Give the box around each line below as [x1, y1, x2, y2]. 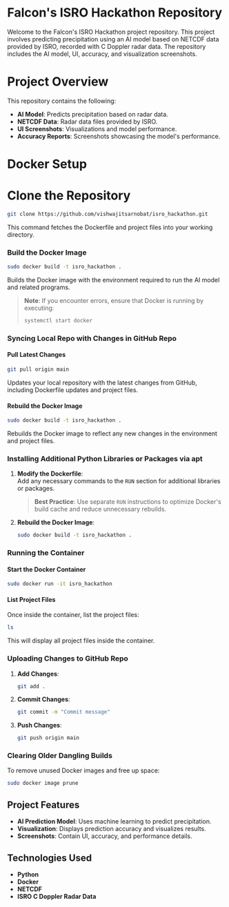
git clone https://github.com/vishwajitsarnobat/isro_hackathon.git [7, 211, 208, 217]
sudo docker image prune [7, 780, 79, 787]
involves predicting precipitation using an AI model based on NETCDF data [7, 35, 219, 43]
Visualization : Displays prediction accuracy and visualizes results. [17, 825, 207, 833]
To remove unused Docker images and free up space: [7, 766, 160, 774]
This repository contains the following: [7, 97, 117, 105]
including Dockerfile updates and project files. [7, 385, 139, 394]
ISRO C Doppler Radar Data [17, 892, 97, 900]
